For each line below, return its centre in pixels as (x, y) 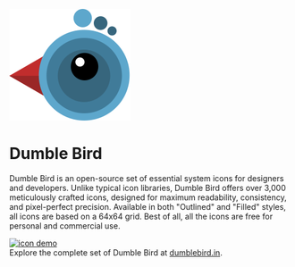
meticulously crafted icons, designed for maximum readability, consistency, (148, 197)
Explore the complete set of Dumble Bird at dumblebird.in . (116, 252)
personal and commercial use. (65, 225)
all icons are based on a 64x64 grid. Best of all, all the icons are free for (141, 216)
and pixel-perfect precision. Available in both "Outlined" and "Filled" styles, (147, 206)
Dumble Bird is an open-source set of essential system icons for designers (147, 178)
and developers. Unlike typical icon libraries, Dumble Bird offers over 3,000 (147, 188)
